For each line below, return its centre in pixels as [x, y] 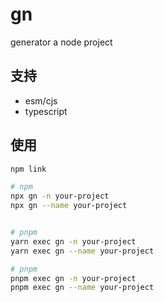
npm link [28, 169]
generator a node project [61, 42]
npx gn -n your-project [60, 196]
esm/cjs [41, 100]
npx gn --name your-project [69, 206]
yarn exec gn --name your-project [82, 251]
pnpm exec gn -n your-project [73, 278]
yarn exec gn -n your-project [73, 241]
